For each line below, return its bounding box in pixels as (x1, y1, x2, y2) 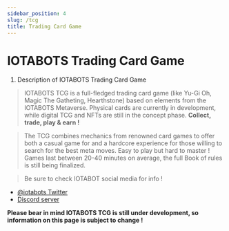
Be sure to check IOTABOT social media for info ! (23, 174, 163, 183)
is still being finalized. (23, 161, 86, 169)
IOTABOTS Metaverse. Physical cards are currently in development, (23, 104, 216, 112)
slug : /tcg (7, 17, 39, 24)
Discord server (17, 195, 60, 204)
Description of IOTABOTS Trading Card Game (17, 75, 147, 84)
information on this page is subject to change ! (7, 216, 143, 225)
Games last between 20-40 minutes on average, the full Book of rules (23, 154, 223, 163)
